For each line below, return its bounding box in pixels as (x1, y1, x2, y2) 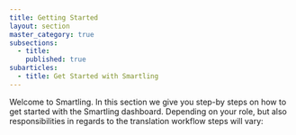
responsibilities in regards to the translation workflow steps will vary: (9, 115, 264, 126)
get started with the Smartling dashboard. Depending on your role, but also (9, 105, 288, 117)
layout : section (9, 22, 70, 31)
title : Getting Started (9, 13, 99, 22)
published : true (25, 55, 87, 64)
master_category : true (9, 30, 94, 39)
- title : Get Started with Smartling (17, 72, 159, 81)
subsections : (9, 38, 58, 48)
